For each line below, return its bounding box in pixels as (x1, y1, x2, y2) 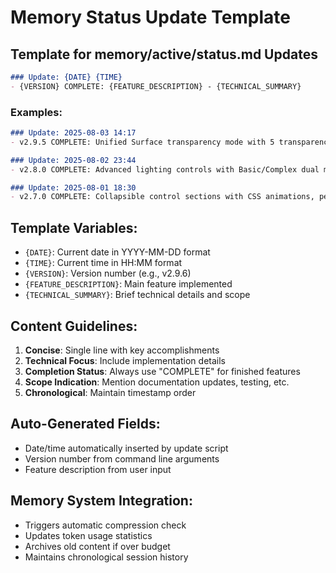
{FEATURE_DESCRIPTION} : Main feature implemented (24, 278, 233, 290)
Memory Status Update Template (10, 6, 292, 29)
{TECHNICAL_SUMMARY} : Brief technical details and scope (24, 289, 251, 301)
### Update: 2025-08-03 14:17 (10, 128, 137, 138)
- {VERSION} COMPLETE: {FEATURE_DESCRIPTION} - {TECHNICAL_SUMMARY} (10, 81, 302, 91)
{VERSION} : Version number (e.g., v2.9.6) (24, 267, 192, 280)
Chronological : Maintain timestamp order (24, 386, 197, 398)
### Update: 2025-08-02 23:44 (10, 155, 137, 165)
